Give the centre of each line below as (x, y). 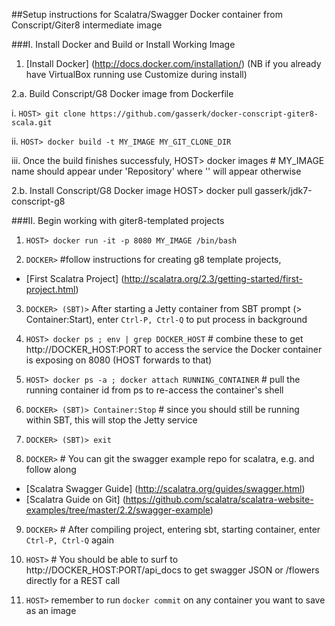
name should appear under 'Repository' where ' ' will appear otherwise (156, 171)
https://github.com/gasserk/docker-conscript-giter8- (204, 114)
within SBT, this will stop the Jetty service (111, 420)
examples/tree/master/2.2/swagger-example (118, 510)
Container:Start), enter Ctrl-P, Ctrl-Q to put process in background (166, 319)
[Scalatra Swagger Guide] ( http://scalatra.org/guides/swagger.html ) (165, 488)
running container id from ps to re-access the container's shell (154, 390)
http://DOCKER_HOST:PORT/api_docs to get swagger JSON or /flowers (172, 570)
